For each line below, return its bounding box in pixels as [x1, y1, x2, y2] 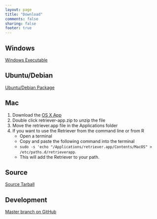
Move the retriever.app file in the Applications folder [12, 122, 118, 129]
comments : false [5, 16, 38, 21]
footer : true [5, 26, 32, 31]
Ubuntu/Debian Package [5, 85, 55, 90]
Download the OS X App [12, 112, 62, 118]
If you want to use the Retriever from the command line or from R [12, 128, 144, 133]
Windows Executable [5, 57, 48, 63]
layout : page [5, 7, 32, 12]
